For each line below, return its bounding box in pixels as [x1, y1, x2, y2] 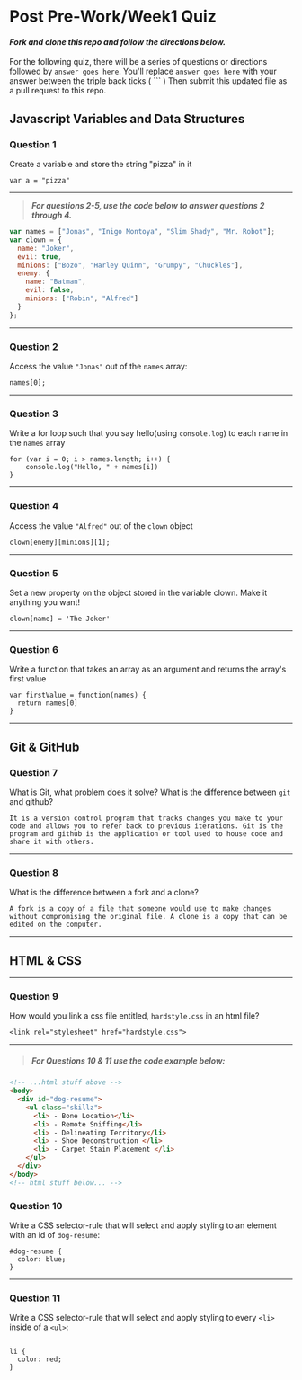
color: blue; [17, 1254, 67, 1264]
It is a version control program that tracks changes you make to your [9, 814, 283, 823]
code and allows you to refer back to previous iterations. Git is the [9, 821, 283, 831]
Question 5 [9, 566, 58, 579]
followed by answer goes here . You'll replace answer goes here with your [9, 66, 277, 77]
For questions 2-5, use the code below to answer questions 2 [31, 200, 265, 211]
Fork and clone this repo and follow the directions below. [9, 36, 226, 47]
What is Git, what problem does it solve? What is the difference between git [9, 787, 291, 797]
